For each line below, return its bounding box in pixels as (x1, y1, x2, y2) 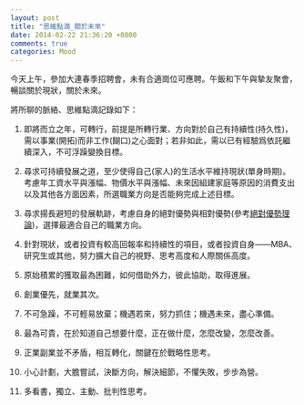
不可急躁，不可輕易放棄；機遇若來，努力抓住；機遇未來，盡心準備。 (23, 308, 279, 319)
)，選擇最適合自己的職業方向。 (31, 220, 147, 231)
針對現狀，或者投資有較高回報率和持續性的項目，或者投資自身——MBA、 (23, 239, 298, 250)
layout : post (10, 13, 60, 23)
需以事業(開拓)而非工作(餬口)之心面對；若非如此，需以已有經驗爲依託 (23, 135, 283, 146)
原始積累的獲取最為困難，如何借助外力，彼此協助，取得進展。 (23, 270, 256, 281)
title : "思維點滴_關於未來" (10, 22, 106, 31)
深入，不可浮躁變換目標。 (31, 147, 128, 158)
